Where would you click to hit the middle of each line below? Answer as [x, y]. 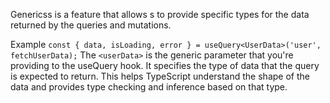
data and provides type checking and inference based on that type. [149, 87]
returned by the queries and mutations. [91, 25]
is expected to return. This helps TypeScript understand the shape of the [160, 76]
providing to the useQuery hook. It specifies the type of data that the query [165, 65]
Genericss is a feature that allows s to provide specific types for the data [160, 14]
